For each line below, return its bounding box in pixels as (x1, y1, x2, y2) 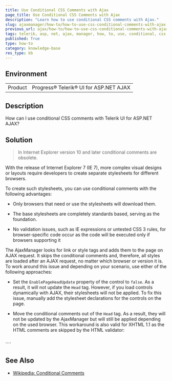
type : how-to (5, 41, 33, 46)
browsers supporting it (12, 237, 61, 243)
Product (8, 84, 27, 91)
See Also (5, 356, 34, 365)
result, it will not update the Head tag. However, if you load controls (12, 284, 153, 290)
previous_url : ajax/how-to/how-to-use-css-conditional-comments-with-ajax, (5, 27, 170, 32)
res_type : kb (5, 50, 33, 55)
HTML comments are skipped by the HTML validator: (12, 327, 125, 333)
